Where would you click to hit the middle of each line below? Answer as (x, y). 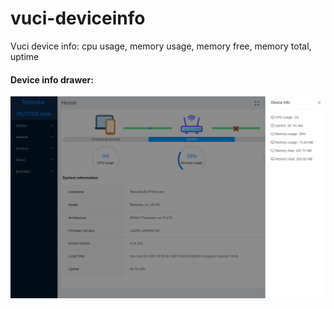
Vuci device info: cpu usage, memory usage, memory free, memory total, (161, 46)
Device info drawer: (52, 79)
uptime (25, 56)
